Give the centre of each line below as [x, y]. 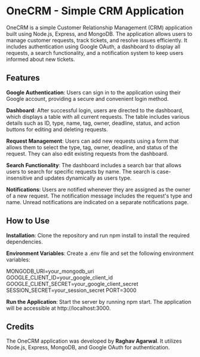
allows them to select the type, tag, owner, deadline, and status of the [92, 147]
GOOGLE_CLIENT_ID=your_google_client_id [60, 277]
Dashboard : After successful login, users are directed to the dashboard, [95, 110]
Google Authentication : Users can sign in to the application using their [93, 92]
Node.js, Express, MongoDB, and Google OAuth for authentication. [88, 347]
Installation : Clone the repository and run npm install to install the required [98, 235]
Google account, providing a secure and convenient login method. [87, 99]
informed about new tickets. [41, 59]
